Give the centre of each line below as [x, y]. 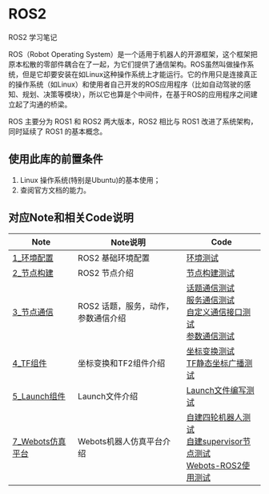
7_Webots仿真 [39, 441]
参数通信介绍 [102, 318]
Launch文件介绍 [108, 396]
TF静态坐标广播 [215, 363]
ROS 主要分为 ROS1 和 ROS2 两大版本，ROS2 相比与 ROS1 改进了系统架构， [133, 121]
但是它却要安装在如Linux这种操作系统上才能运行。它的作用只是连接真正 [140, 74]
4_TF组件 [30, 363]
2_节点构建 [33, 273]
